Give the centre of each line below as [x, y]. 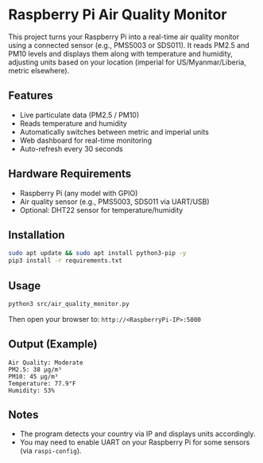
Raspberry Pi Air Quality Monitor [118, 15]
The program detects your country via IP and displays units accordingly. [137, 434]
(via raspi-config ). [50, 451]
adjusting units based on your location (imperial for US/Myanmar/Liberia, [127, 62]
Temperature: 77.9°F [43, 383]
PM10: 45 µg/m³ [33, 376]
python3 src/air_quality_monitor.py [69, 304]
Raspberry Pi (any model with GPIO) [79, 193]
